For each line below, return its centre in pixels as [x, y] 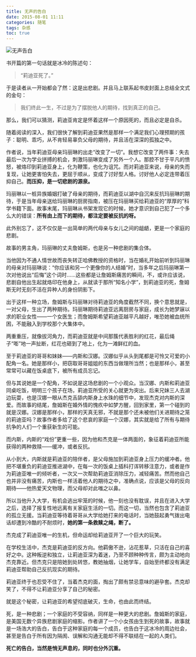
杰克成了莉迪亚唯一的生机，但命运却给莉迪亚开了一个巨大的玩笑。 [85, 535]
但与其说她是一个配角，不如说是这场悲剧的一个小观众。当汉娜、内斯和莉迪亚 [98, 383]
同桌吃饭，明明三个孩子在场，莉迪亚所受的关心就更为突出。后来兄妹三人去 [95, 390]
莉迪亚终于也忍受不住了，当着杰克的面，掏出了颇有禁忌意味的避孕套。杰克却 [98, 582]
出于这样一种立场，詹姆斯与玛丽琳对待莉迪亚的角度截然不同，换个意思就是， [98, 302]
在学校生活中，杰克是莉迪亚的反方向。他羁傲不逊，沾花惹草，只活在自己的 [95, 548]
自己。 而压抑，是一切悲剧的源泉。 [52, 181]
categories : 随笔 [26, 22]
